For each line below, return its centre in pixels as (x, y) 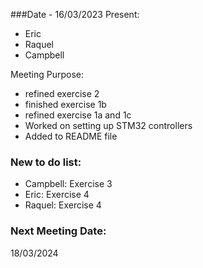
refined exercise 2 (62, 93)
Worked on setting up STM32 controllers (108, 125)
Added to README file (71, 136)
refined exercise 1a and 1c (78, 115)
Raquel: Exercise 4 (63, 205)
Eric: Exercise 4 (57, 195)
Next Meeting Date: (58, 231)
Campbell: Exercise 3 (68, 184)
